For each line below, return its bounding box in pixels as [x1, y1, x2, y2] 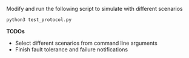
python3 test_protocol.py [6, 17, 71, 23]
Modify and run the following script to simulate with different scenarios [6, 5, 183, 12]
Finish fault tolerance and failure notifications [15, 45, 128, 53]
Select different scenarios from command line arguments [15, 39, 157, 47]
